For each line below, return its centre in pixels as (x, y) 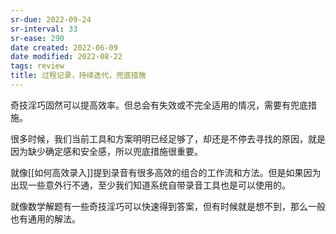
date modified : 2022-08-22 (66, 57)
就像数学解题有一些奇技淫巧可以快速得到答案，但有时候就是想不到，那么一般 (168, 206)
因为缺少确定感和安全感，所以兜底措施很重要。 (106, 151)
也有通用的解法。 (45, 218)
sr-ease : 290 (37, 38)
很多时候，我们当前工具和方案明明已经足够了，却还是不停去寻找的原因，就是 (168, 138)
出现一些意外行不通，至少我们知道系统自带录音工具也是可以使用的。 (150, 185)
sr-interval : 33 (44, 29)
